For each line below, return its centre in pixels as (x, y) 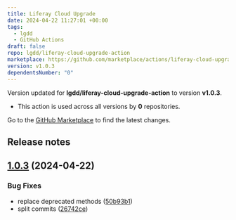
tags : (15, 27)
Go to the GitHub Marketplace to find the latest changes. (89, 119)
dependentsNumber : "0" (40, 72)
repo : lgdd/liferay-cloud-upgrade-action (69, 53)
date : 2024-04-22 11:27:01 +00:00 (58, 20)
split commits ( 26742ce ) (53, 209)
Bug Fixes (25, 186)
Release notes (39, 142)
